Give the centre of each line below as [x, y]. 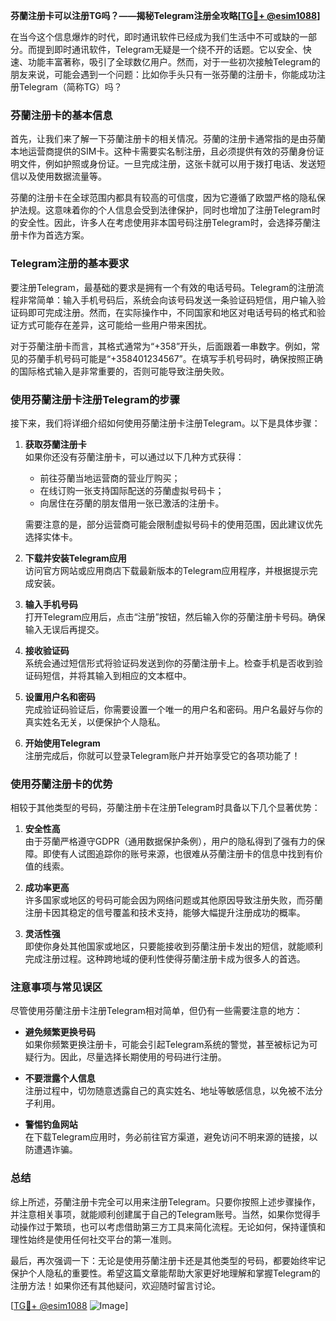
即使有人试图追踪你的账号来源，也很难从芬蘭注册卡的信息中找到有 [178, 854]
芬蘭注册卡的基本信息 [61, 115]
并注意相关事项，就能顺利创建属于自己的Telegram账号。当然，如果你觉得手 [165, 1214]
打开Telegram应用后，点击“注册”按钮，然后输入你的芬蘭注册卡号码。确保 [175, 616]
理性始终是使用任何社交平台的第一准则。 [93, 1239]
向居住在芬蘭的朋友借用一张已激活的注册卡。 [132, 503]
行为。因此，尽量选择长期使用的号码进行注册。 [130, 1057]
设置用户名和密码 [60, 696]
